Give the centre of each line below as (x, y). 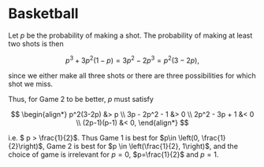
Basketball (43, 14)
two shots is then (36, 43)
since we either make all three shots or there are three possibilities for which (132, 75)
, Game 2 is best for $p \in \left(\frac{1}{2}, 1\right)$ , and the (140, 146)
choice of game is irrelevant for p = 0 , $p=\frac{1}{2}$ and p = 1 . (113, 154)
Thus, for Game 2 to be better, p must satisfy (81, 99)
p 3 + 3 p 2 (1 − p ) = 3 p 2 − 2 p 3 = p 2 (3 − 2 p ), (132, 60)
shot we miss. (31, 84)
